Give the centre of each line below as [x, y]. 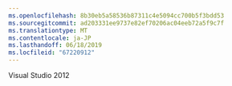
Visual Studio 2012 [39, 75]
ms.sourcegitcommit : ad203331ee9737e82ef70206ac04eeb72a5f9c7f [116, 23]
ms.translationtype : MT [48, 30]
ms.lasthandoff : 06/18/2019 [55, 45]
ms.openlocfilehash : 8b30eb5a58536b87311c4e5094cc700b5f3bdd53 [116, 16]
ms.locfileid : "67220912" [51, 53]
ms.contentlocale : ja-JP [50, 38]
